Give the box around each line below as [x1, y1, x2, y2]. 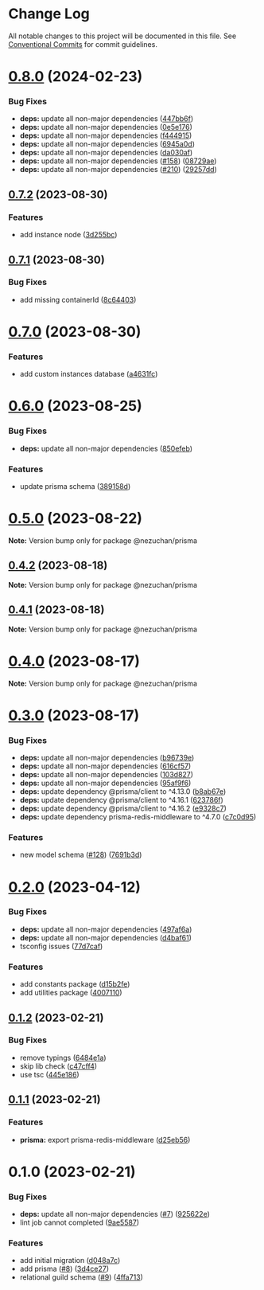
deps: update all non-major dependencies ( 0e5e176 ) [19, 123, 193, 132]
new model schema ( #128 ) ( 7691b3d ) [19, 850, 142, 860]
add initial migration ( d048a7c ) [19, 1256, 121, 1265]
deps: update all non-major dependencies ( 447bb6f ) [19, 114, 194, 123]
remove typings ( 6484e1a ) [19, 1053, 107, 1062]
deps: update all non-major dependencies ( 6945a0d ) [19, 139, 195, 149]
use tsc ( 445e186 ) [19, 1069, 80, 1079]
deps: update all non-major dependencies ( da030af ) [19, 148, 193, 158]
